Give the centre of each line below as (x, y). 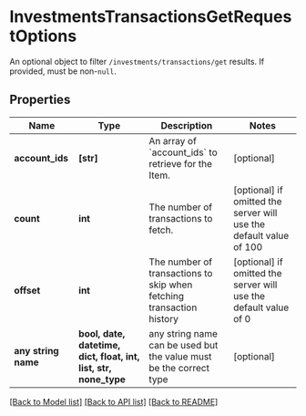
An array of (173, 140)
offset (27, 290)
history (164, 318)
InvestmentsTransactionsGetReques (151, 17)
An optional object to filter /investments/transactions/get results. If (137, 61)
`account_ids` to (183, 152)
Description (187, 125)
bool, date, (102, 333)
